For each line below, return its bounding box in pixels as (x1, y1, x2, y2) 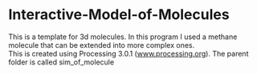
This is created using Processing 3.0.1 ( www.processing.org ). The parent (8, 49, 249, 58)
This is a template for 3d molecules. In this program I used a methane (8, 32, 238, 41)
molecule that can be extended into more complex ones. (8, 40, 195, 49)
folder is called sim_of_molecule (8, 57, 115, 67)
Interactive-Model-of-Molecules (8, 6, 230, 24)
